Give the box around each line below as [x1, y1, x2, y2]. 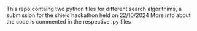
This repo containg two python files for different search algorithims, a [6, 5, 182, 12]
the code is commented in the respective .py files [6, 18, 131, 25]
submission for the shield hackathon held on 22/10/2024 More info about [6, 12, 191, 19]
